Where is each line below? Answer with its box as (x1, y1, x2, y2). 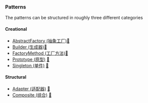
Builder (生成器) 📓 (12, 44, 47, 50)
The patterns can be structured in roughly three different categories (5, 15, 143, 21)
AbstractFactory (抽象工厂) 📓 (12, 38, 70, 44)
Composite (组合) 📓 (12, 92, 52, 98)
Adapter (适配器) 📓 (12, 86, 50, 92)
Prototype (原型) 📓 (12, 56, 50, 62)
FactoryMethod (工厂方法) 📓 (12, 50, 68, 56)
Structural (5, 74, 27, 80)
